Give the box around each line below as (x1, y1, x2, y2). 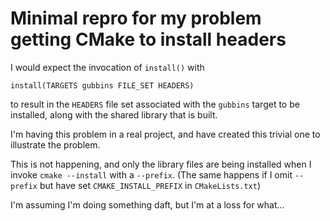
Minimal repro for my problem (10, 7, 262, 30)
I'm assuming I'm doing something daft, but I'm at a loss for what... (10, 198, 285, 211)
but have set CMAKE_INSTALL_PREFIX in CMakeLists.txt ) (39, 179, 262, 191)
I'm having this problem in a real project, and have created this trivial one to (10, 128, 321, 140)
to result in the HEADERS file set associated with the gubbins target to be (10, 98, 300, 110)
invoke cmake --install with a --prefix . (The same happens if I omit (10, 168, 293, 181)
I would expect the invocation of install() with (10, 61, 205, 73)
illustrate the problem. (10, 138, 101, 151)
